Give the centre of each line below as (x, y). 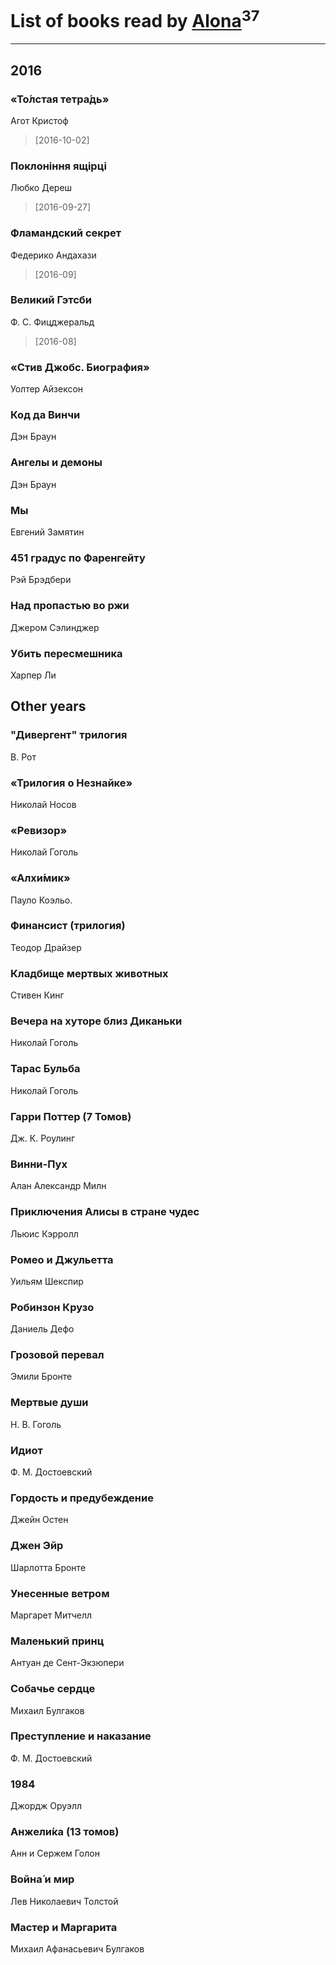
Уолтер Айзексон (47, 389)
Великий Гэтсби (51, 300)
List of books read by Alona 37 (135, 19)
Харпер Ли (33, 675)
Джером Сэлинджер (55, 627)
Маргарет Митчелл (51, 1615)
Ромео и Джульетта (62, 1259)
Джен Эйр (37, 1546)
